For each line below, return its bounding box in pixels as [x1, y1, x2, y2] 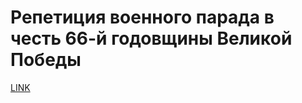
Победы [10, 49, 82, 71]
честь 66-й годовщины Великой [10, 27, 293, 50]
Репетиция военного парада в [10, 6, 275, 29]
